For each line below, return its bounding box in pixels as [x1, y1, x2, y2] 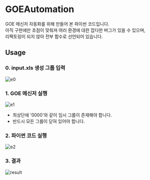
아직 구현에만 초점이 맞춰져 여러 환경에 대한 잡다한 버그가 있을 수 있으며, [5, 27, 145, 33]
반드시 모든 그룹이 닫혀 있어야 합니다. [12, 118, 85, 124]
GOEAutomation [5, 4, 74, 15]
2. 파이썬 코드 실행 [5, 132, 47, 139]
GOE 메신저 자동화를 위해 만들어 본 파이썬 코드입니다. [5, 21, 109, 27]
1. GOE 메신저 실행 [5, 90, 48, 97]
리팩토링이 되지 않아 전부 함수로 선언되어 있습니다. [5, 33, 103, 39]
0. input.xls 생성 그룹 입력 [5, 65, 65, 72]
